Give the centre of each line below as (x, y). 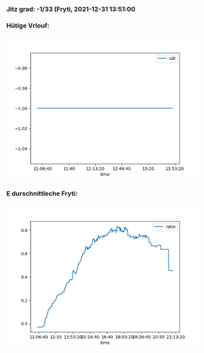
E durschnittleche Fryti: (42, 194)
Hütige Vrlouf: (28, 25)
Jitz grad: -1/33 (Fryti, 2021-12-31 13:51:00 (71, 9)
